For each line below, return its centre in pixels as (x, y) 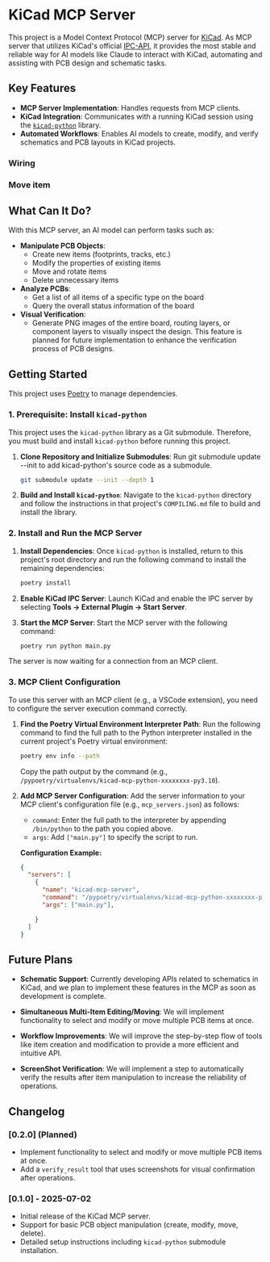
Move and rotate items (69, 271)
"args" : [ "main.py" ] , (78, 905)
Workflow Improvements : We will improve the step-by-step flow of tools (141, 1036)
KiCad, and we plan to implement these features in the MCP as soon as (138, 987)
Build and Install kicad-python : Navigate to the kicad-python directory (136, 495)
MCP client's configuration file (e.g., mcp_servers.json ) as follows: (130, 804)
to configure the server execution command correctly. (98, 708)
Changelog (37, 1111)
